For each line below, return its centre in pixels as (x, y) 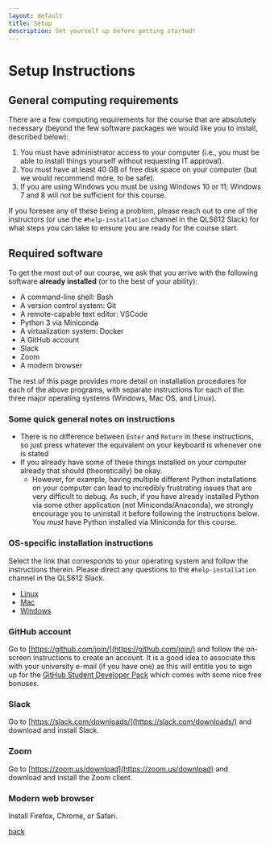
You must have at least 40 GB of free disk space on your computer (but (139, 169)
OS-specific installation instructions (81, 543)
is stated (34, 454)
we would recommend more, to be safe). (87, 178)
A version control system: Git (68, 306)
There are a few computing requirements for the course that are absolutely (132, 120)
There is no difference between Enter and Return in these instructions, (137, 437)
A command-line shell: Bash (66, 297)
